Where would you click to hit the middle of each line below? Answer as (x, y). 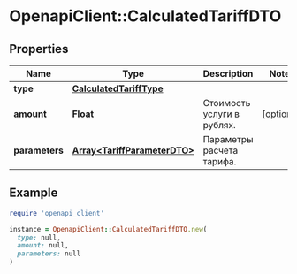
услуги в (221, 114)
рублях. (219, 125)
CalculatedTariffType (118, 88)
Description (228, 74)
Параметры (228, 139)
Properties (39, 49)
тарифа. (220, 161)
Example (34, 193)
